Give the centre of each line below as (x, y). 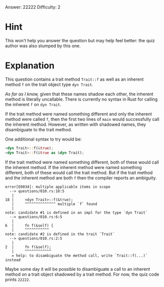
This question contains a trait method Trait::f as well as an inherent (74, 79)
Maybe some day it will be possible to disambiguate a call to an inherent (78, 269)
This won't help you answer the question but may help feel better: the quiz (80, 40)
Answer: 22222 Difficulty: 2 (33, 7)
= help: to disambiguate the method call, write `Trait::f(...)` (80, 256)
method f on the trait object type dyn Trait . (49, 84)
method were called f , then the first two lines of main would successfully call (82, 119)
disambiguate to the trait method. (39, 129)
